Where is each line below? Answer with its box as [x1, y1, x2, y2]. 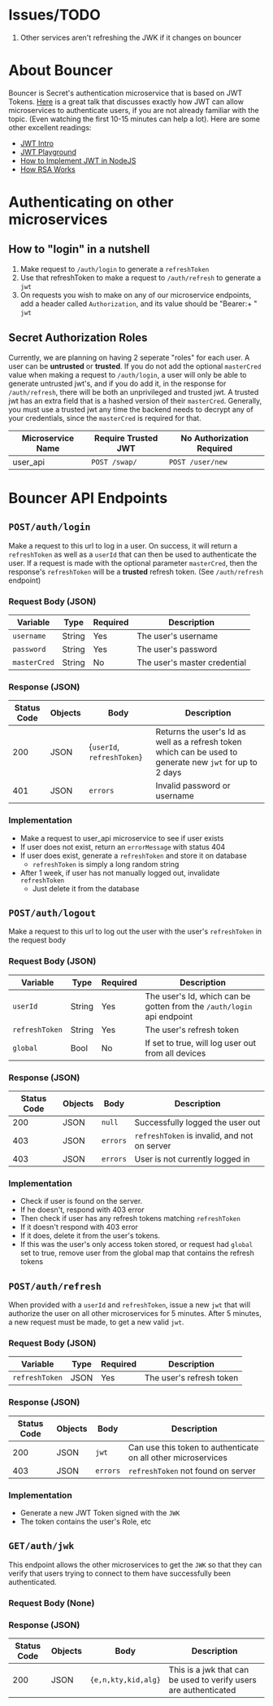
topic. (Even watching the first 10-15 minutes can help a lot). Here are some [8, 114, 260, 124]
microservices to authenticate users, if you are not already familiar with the [8, 105, 259, 115]
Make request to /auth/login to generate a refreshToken [19, 264, 210, 273]
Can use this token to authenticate [128, 1441, 259, 1453]
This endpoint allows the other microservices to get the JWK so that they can [8, 1559, 262, 1569]
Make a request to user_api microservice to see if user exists [19, 833, 224, 843]
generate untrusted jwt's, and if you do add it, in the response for [8, 378, 227, 388]
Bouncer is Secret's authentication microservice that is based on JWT [8, 88, 243, 98]
